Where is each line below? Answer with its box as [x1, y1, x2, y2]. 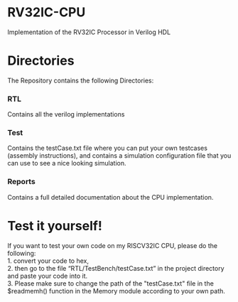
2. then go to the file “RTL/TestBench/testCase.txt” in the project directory [7, 264, 225, 272]
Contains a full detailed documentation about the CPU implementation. [7, 193, 214, 201]
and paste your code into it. [7, 271, 88, 280]
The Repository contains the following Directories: [7, 76, 154, 85]
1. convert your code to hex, [7, 257, 90, 265]
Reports [7, 177, 36, 187]
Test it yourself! [7, 217, 103, 234]
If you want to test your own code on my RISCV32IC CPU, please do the [7, 241, 218, 249]
